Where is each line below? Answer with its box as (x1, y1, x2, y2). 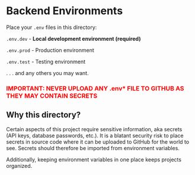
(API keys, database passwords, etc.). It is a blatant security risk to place (6, 132, 184, 139)
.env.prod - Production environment (6, 46, 95, 54)
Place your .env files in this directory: (6, 24, 97, 31)
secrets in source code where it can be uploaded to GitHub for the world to (6, 138, 190, 145)
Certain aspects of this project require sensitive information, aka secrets (6, 125, 183, 132)
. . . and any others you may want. (6, 69, 89, 76)
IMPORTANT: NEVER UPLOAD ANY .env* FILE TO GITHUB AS (6, 84, 184, 92)
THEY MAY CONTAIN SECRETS (6, 92, 98, 100)
